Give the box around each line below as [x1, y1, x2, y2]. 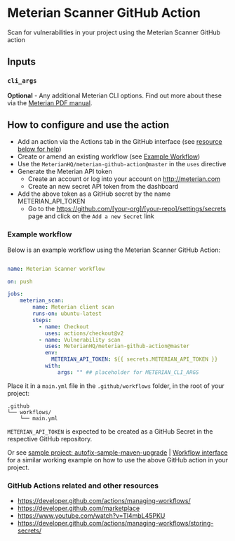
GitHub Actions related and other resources [7, 481, 159, 490]
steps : [32, 316, 52, 323]
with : [44, 363, 61, 370]
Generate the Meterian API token [17, 167, 112, 176]
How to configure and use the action [7, 119, 170, 131]
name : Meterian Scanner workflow [7, 265, 105, 272]
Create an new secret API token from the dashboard [27, 182, 179, 191]
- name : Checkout [38, 323, 90, 330]
